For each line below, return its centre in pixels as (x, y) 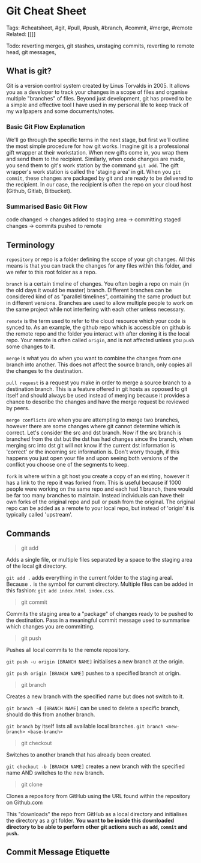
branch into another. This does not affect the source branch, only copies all (99, 364)
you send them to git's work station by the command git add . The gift (92, 165)
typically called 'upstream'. (40, 515)
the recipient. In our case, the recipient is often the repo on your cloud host (99, 185)
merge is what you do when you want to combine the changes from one (94, 358)
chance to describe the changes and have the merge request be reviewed (97, 402)
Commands (28, 533)
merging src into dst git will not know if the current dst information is (91, 446)
